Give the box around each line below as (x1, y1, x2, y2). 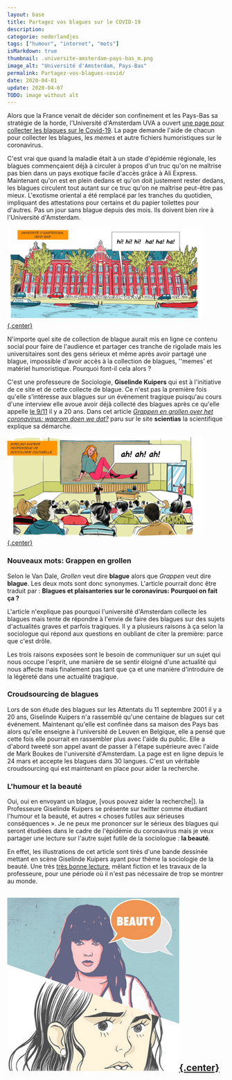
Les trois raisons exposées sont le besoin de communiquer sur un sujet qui (7, 650, 221, 659)
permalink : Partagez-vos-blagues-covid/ (7, 69, 126, 76)
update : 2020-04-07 (7, 84, 64, 92)
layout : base (7, 11, 45, 18)
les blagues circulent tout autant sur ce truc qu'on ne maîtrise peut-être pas (7, 184, 224, 192)
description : (7, 26, 45, 33)
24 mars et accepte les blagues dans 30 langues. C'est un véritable (7, 756, 200, 765)
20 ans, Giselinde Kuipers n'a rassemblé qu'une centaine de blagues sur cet (7, 713, 225, 721)
